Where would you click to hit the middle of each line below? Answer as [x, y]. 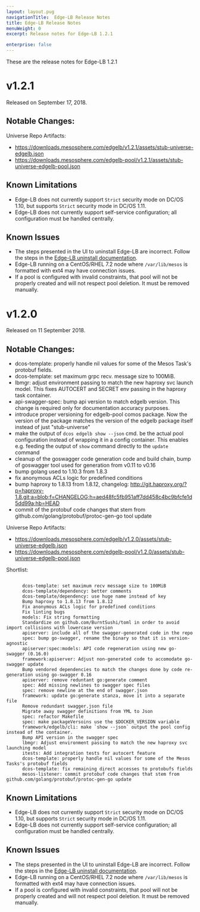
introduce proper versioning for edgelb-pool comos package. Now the [101, 414]
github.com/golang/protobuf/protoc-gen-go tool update [83, 516]
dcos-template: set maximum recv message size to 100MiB [94, 586]
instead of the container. [40, 733]
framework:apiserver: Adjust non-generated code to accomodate [102, 659]
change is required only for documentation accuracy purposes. [92, 408]
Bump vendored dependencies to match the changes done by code [102, 670]
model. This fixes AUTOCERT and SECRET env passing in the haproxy [100, 389]
